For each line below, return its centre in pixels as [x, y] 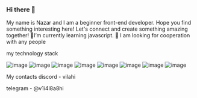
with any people [26, 42]
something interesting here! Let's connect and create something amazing [97, 29]
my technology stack [32, 54]
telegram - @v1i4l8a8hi [35, 88]
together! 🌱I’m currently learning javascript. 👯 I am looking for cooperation [98, 35]
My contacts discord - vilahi [41, 77]
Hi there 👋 [21, 10]
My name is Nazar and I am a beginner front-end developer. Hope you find [99, 23]
